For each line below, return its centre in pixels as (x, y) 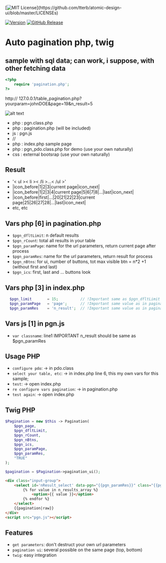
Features (19, 533)
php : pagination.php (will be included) (51, 128)
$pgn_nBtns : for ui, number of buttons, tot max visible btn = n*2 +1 (79, 261)
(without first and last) (35, 267)
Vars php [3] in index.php (45, 287)
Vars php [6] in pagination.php (53, 223)
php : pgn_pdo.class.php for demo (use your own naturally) (73, 149)
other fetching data (35, 68)
